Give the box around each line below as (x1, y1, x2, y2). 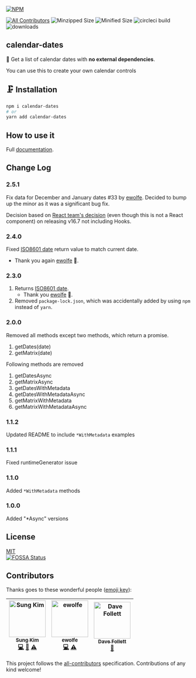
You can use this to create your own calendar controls (6, 67, 136, 74)
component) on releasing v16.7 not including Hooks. (6, 218, 132, 225)
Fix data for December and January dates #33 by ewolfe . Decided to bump (6, 194, 187, 201)
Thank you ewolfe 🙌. (23, 291, 73, 299)
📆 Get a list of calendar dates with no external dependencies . (6, 56, 156, 63)
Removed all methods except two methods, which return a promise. (6, 331, 169, 338)
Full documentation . (6, 146, 54, 153)
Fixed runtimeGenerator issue (6, 459, 78, 466)
